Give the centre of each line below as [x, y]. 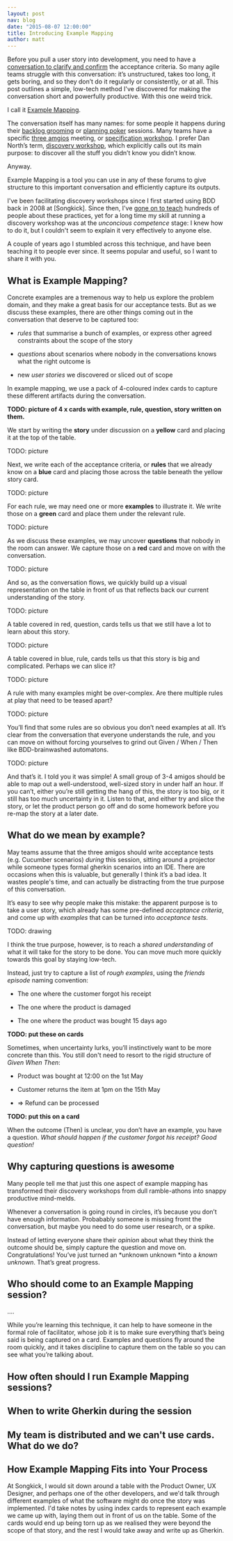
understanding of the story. [46, 597]
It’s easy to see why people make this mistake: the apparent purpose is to [112, 902]
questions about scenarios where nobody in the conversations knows [117, 354]
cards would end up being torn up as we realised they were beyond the [109, 1523]
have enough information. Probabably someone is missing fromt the [104, 1219]
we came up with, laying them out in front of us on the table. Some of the [112, 1516]
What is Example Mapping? [67, 280]
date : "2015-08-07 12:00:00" [49, 26]
